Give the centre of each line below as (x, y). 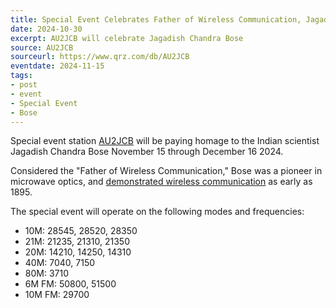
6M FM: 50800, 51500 (70, 284)
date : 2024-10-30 (46, 29)
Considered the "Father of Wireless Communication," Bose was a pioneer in (166, 171)
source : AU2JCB (42, 47)
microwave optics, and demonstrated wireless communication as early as (161, 182)
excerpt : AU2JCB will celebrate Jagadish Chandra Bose (127, 38)
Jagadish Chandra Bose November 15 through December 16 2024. (147, 152)
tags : (21, 76)
